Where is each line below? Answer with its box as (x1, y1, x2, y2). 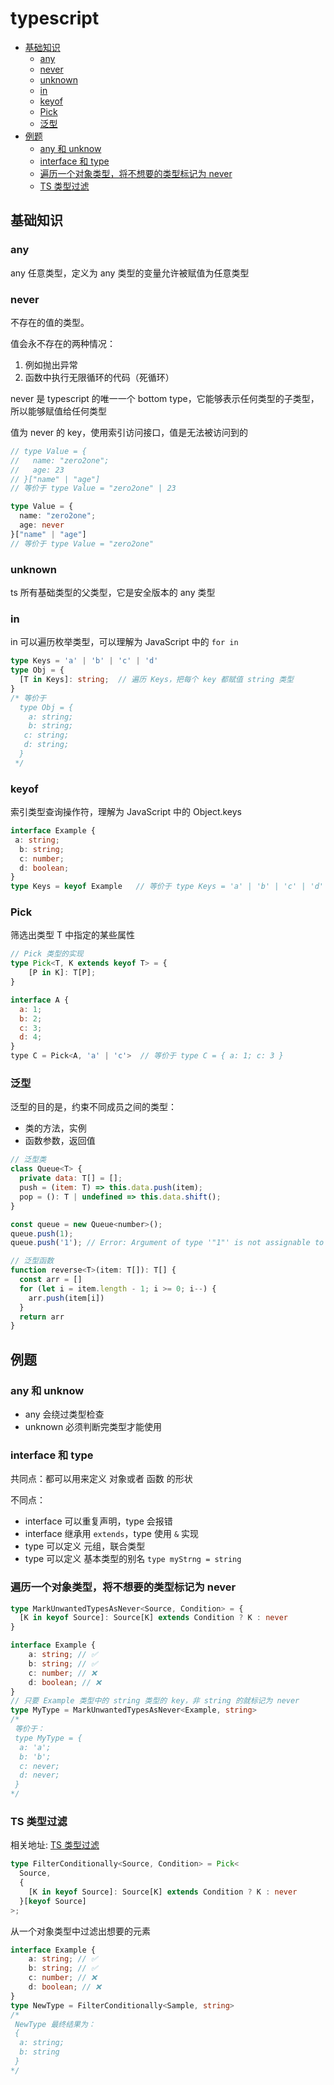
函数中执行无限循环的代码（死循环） (24, 371, 175, 383)
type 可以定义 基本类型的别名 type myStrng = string (24, 1553, 242, 1565)
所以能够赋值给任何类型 (10, 405, 107, 417)
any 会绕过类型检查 (24, 1408, 105, 1420)
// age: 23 (10, 465, 65, 475)
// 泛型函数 (10, 1256, 55, 1266)
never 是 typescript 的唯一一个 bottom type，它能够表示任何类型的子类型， (10, 392, 320, 404)
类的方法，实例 (24, 1122, 87, 1134)
